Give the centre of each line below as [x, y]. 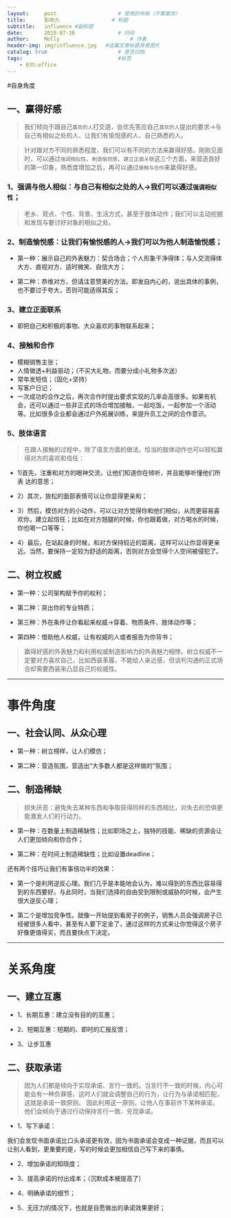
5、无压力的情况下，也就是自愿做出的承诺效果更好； [91, 1208]
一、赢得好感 [34, 109]
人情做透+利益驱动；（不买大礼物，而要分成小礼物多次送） [99, 370]
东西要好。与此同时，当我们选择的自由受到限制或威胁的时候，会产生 [125, 892]
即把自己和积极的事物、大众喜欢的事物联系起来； [86, 326]
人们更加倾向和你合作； [50, 839]
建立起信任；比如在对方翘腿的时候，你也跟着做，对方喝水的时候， [129, 519]
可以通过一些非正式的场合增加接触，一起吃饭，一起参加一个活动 [126, 405]
